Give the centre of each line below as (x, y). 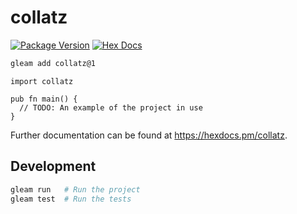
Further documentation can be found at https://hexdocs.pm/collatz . (149, 135)
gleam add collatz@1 (53, 63)
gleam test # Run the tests (71, 199)
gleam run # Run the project (75, 189)
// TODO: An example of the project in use (111, 107)
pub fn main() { (44, 99)
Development (53, 166)
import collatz (42, 81)
